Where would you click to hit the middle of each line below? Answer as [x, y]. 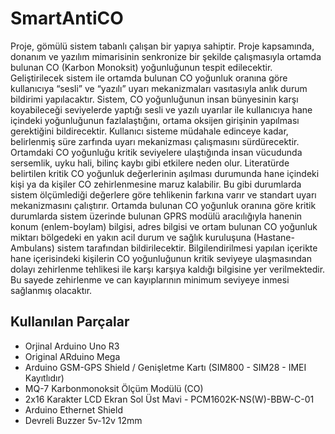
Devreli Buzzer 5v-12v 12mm [83, 420]
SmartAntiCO [67, 18]
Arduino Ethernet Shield [73, 409]
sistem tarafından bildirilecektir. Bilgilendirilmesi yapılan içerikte [187, 248]
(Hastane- [274, 237]
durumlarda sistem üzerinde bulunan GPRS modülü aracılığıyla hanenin [156, 216]
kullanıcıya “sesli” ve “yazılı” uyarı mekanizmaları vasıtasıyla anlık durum [159, 88]
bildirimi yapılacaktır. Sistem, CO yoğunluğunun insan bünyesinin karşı [154, 99]
